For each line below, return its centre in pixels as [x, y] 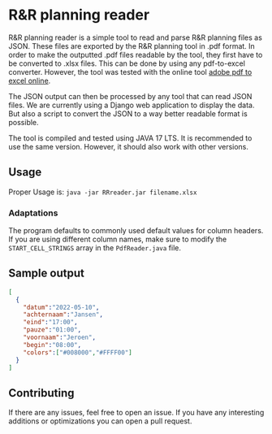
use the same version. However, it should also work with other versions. [129, 146]
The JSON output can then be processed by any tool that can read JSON [130, 96]
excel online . [30, 80]
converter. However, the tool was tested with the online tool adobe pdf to [130, 72]
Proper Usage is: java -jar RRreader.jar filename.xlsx [103, 192]
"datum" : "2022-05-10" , [61, 307]
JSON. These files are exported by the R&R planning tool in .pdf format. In [132, 46]
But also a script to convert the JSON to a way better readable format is [128, 113]
